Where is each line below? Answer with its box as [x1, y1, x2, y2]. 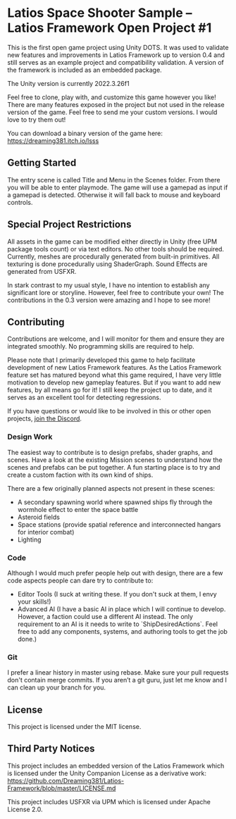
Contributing [7, 315, 65, 328]
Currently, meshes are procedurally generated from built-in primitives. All [7, 252, 220, 261]
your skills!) [17, 597, 51, 606]
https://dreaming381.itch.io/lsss [7, 136, 99, 145]
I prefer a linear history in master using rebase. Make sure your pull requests [7, 668, 229, 677]
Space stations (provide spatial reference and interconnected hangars [17, 520, 221, 529]
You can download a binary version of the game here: [7, 129, 163, 137]
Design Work [7, 432, 53, 442]
